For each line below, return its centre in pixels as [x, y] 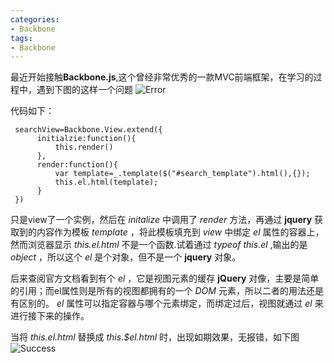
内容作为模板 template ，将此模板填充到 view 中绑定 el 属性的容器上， [180, 232]
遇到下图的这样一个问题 [84, 90]
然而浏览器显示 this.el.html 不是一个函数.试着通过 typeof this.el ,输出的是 [159, 245]
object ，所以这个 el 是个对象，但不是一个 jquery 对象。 [126, 257]
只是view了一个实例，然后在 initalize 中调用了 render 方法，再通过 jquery [161, 220]
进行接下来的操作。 [50, 316]
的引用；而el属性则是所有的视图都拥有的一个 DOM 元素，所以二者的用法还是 [167, 291]
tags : [21, 38]
